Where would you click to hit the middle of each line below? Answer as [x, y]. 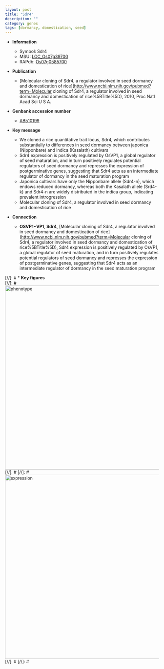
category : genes [21, 23]
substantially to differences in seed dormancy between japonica [84, 145]
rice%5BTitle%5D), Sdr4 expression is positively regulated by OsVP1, [89, 247]
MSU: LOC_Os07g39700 [44, 56]
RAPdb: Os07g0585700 [43, 62]
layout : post [18, 10]
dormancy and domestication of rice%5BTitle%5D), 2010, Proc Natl [87, 97]
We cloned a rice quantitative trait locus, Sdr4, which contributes [84, 140]
